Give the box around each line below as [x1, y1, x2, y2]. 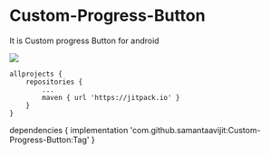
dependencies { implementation [9, 124, 129, 135]
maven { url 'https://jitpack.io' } [42, 93, 180, 102]
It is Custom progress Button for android [9, 35, 160, 46]
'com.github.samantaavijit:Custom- [130, 124, 261, 135]
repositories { [25, 77, 83, 86]
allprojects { [9, 69, 63, 78]
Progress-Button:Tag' [9, 134, 90, 145]
